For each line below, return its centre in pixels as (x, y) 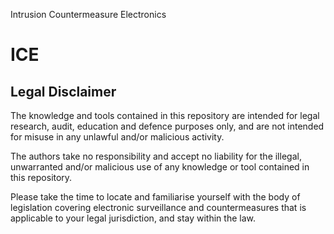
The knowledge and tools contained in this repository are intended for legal (165, 115)
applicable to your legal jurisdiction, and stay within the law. (133, 218)
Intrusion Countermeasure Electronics (88, 14)
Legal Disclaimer (63, 91)
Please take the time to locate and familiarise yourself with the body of (155, 197)
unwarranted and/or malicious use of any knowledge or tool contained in (160, 167)
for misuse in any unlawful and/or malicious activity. (117, 137)
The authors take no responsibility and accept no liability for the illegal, (156, 156)
